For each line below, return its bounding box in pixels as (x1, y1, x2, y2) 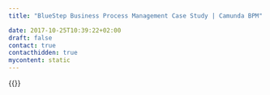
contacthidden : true (8, 49, 79, 57)
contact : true (8, 41, 57, 49)
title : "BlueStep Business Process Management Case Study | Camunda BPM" (8, 11, 264, 20)
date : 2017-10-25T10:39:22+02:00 (8, 26, 122, 35)
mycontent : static (8, 56, 71, 64)
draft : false (8, 34, 53, 42)
